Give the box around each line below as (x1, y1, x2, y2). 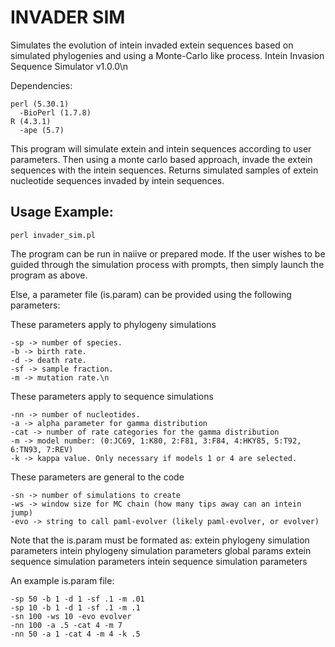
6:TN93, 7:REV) (10, 444, 74, 455)
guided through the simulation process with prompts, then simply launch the (10, 258, 325, 270)
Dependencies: (10, 79, 73, 91)
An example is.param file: (10, 574, 115, 586)
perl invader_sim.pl (10, 230, 97, 240)
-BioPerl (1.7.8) (19, 107, 92, 118)
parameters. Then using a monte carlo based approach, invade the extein (10, 153, 313, 165)
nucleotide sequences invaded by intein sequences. (10, 174, 225, 186)
